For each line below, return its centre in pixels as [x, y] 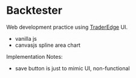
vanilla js [26, 38]
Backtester [34, 10]
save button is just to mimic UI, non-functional [72, 68]
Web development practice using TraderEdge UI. [67, 27]
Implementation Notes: [34, 56]
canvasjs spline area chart [47, 45]
